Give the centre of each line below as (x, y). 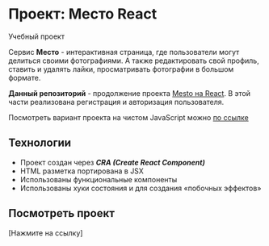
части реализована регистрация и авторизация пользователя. (116, 102)
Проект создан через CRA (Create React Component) (113, 162)
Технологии (40, 143)
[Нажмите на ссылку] (46, 233)
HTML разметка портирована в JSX (82, 171)
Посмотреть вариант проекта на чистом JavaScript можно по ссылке (128, 117)
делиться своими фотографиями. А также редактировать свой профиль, (134, 60)
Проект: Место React (83, 14)
